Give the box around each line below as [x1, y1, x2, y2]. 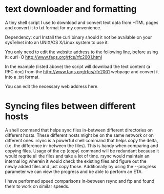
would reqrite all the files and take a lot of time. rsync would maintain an [5, 153, 150, 159]
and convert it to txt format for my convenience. [5, 24, 102, 30]
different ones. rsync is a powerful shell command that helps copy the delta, [5, 137, 158, 143]
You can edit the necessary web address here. [5, 83, 99, 89]
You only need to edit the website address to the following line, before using [5, 49, 158, 55]
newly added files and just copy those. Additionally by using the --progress [5, 163, 157, 169]
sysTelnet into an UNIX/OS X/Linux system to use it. [5, 39, 109, 45]
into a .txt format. [5, 74, 40, 80]
